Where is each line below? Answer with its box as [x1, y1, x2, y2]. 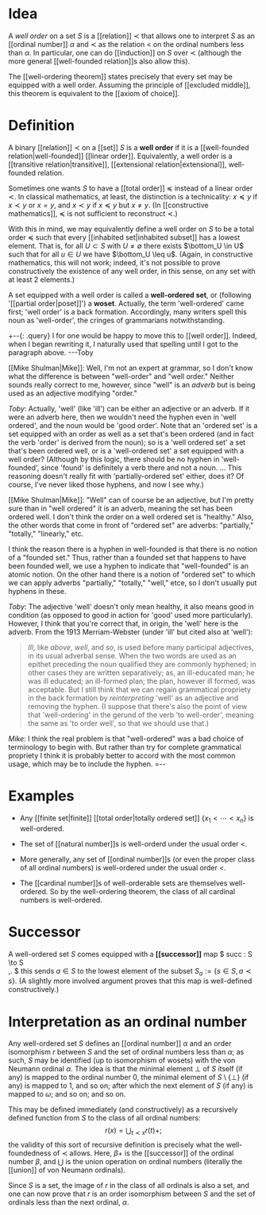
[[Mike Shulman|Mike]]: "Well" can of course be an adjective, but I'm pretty [8, 495, 254, 504]
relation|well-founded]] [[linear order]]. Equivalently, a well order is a [8, 151, 233, 160]
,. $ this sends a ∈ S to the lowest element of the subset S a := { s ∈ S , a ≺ [8, 966, 252, 978]
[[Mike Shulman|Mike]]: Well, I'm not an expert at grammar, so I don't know [8, 363, 253, 372]
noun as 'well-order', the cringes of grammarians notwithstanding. [8, 315, 225, 325]
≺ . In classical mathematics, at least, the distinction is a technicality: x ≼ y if [8, 191, 258, 201]
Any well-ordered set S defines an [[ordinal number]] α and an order [8, 1039, 232, 1048]
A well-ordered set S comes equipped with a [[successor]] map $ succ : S [8, 949, 253, 958]
